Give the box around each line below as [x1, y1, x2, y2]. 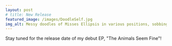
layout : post [5, 7, 33, 13]
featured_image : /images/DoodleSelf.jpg [5, 17, 93, 22]
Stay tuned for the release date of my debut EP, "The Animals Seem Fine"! [5, 35, 162, 41]
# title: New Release [5, 12, 52, 17]
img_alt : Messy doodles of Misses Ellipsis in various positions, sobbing [5, 21, 168, 27]
